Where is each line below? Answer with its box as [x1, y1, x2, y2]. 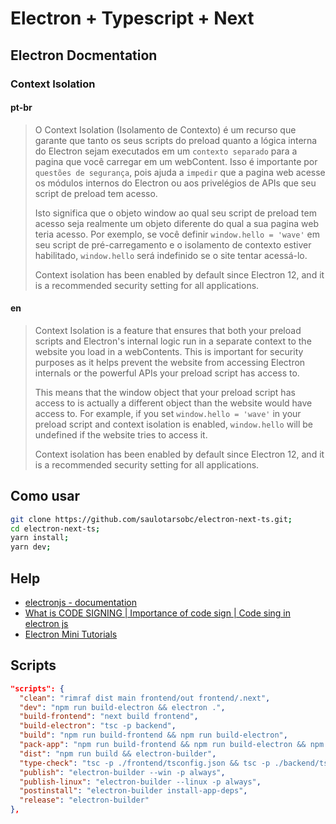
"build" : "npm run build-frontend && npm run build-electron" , [19, 730, 288, 741]
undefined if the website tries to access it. [34, 428, 208, 441]
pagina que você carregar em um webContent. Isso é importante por [34, 155, 318, 167]
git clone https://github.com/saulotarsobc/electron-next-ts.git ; [10, 514, 293, 524]
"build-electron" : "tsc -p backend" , [19, 721, 177, 731]
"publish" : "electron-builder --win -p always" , [19, 767, 226, 777]
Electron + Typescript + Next [10, 7, 255, 30]
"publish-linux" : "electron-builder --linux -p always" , [19, 777, 262, 787]
